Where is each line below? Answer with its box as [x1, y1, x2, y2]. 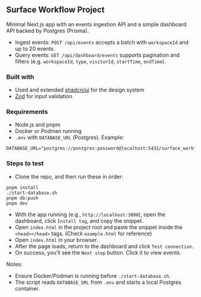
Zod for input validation [14, 93, 73, 100]
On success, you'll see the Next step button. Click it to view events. [14, 248, 181, 256]
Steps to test [6, 159, 44, 168]
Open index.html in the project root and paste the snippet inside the [14, 223, 183, 231]
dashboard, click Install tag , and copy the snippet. [14, 217, 144, 224]
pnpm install [6, 184, 39, 190]
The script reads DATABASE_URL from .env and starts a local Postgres [14, 278, 181, 286]
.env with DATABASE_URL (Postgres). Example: [14, 134, 124, 141]
